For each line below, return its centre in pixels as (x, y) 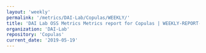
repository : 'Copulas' (35, 35)
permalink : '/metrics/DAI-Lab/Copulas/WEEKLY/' (68, 18)
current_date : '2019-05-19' (42, 40)
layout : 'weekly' (29, 12)
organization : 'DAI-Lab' (38, 29)
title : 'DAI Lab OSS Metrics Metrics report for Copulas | (83, 23)
